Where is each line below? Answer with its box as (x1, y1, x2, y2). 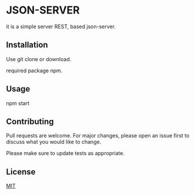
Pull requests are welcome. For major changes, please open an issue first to (6, 132, 190, 139)
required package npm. (6, 67, 63, 74)
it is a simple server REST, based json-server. (6, 23, 116, 30)
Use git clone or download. (6, 55, 72, 62)
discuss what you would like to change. (6, 139, 102, 146)
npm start (6, 99, 30, 106)
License (6, 167, 36, 177)
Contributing (6, 116, 54, 126)
